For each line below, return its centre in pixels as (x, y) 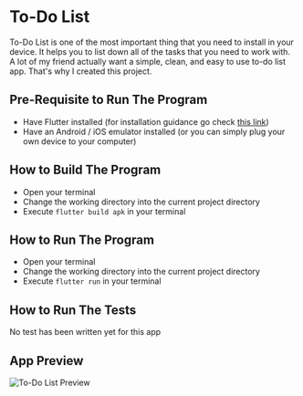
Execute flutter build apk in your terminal (104, 211)
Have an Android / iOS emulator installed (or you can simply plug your (154, 131)
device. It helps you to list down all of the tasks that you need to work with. (150, 51)
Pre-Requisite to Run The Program (109, 100)
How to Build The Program (85, 170)
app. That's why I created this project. (81, 71)
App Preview (47, 361)
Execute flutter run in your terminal (92, 281)
